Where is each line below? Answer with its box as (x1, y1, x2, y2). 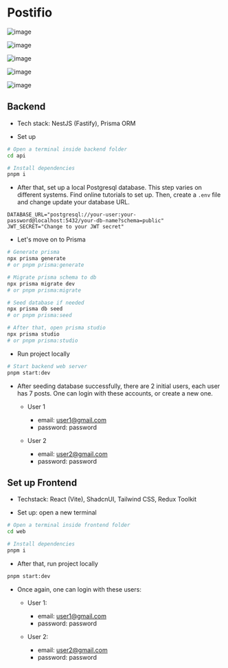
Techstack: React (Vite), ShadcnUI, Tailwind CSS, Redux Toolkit (16, 495, 197, 504)
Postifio (7, 5, 53, 21)
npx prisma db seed (7, 305, 63, 312)
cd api (7, 152, 26, 159)
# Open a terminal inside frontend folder (7, 521, 130, 529)
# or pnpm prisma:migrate (7, 287, 81, 294)
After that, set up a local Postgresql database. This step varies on (16, 184, 203, 192)
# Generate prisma (7, 249, 60, 256)
